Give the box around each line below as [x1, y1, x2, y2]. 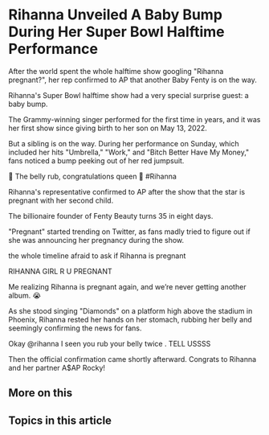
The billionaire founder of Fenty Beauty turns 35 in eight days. [8, 211, 214, 220]
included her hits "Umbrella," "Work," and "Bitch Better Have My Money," [8, 147, 250, 157]
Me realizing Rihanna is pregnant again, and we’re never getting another [8, 281, 247, 291]
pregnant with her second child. [8, 195, 114, 205]
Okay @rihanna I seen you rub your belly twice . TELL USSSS [8, 339, 211, 348]
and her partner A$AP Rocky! [8, 363, 106, 372]
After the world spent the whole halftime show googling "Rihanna [8, 66, 224, 76]
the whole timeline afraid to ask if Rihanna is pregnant [8, 251, 186, 261]
